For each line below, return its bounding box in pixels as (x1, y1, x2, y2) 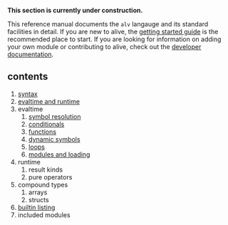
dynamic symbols (28, 135, 81, 143)
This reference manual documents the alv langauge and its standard (7, 20, 209, 28)
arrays (28, 188, 48, 197)
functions (28, 127, 57, 136)
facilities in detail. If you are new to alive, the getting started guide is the (7, 28, 219, 36)
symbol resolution (28, 112, 81, 120)
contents (7, 70, 48, 83)
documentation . (7, 50, 54, 58)
